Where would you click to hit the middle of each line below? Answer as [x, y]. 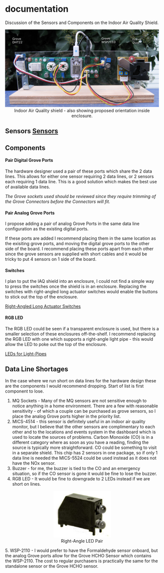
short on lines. [27, 484]
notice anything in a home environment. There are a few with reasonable [85, 406]
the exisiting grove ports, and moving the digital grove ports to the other [77, 244]
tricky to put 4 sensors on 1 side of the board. [51, 259]
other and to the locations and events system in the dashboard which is [84, 432]
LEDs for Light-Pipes [26, 353]
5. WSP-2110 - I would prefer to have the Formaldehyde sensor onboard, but [82, 550]
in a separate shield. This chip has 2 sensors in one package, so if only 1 [85, 453]
